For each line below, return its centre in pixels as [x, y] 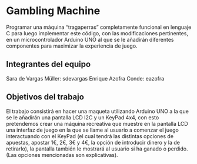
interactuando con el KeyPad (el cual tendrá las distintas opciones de [90, 136]
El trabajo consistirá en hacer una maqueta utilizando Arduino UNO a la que [98, 111]
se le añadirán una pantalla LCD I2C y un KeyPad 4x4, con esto [83, 117]
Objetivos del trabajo [45, 97]
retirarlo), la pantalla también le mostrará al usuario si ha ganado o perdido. [97, 149]
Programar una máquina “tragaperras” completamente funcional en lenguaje [99, 27]
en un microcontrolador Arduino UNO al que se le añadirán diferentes [90, 39]
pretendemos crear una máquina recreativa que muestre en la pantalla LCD [97, 123]
